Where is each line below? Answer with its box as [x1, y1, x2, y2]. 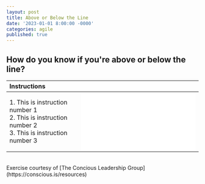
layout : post [6, 9, 40, 15]
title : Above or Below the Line [6, 15, 88, 21]
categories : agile [6, 26, 53, 32]
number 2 [9, 120, 38, 129]
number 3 [9, 136, 38, 144]
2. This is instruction [9, 113, 68, 122]
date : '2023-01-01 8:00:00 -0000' [6, 20, 95, 26]
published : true [6, 32, 48, 38]
